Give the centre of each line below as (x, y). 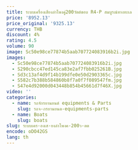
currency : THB (25, 29)
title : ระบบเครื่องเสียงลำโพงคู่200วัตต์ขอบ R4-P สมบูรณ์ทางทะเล (69, 12)
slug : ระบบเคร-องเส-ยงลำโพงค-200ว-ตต (48, 126)
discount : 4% (23, 35)
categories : (21, 97)
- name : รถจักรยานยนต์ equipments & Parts (62, 103)
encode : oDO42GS (27, 132)
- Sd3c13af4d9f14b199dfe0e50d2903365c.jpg (67, 75)
